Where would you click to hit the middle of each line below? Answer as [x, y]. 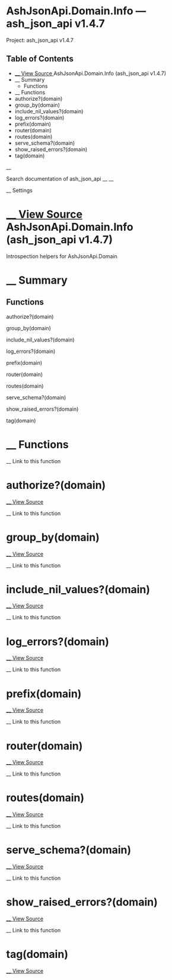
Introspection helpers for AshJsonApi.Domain [62, 256]
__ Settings [19, 190]
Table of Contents [40, 59]
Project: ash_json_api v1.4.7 [40, 40]
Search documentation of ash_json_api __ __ [60, 179]
